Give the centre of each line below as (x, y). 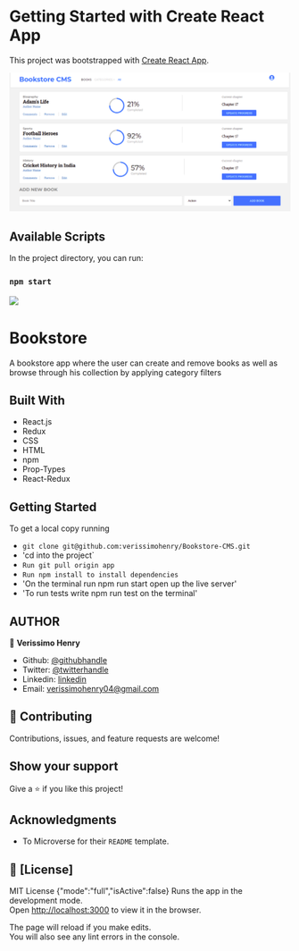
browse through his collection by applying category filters (115, 372)
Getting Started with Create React (137, 17)
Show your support (64, 766)
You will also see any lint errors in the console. (95, 937)
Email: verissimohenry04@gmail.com (91, 688)
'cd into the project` (58, 555)
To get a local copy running (59, 528)
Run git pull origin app (68, 566)
